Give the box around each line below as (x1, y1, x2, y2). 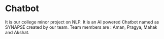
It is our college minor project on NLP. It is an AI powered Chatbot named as (5, 19, 159, 25)
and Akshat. (5, 29, 30, 35)
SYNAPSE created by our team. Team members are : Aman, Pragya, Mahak (5, 24, 158, 30)
